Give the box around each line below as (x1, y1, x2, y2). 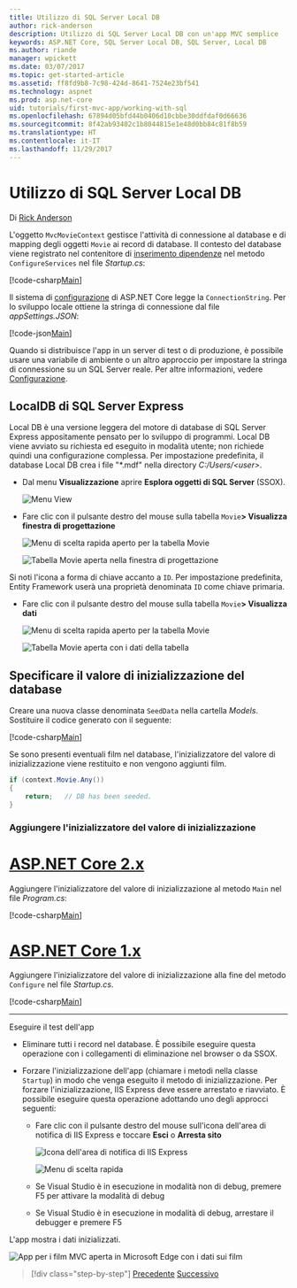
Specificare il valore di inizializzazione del (9, 667, 245, 683)
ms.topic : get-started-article (9, 71, 125, 80)
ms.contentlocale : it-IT (9, 136, 101, 145)
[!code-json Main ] (9, 328, 72, 338)
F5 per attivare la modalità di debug (34, 1191, 165, 1201)
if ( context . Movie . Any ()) (9, 775, 104, 784)
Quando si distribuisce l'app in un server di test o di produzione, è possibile (9, 344, 284, 355)
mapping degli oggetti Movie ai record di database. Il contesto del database (9, 238, 282, 249)
